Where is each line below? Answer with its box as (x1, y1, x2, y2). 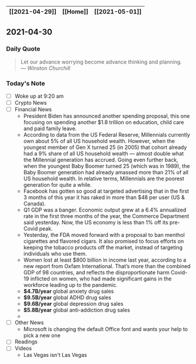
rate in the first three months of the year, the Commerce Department (23, 213, 190, 220)
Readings (14, 338, 38, 345)
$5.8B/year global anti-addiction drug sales (23, 306, 131, 314)
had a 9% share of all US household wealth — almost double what (23, 150, 184, 157)
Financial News (14, 106, 52, 113)
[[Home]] (62, 8, 89, 15)
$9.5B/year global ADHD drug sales (23, 294, 112, 301)
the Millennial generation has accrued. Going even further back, (23, 156, 178, 164)
